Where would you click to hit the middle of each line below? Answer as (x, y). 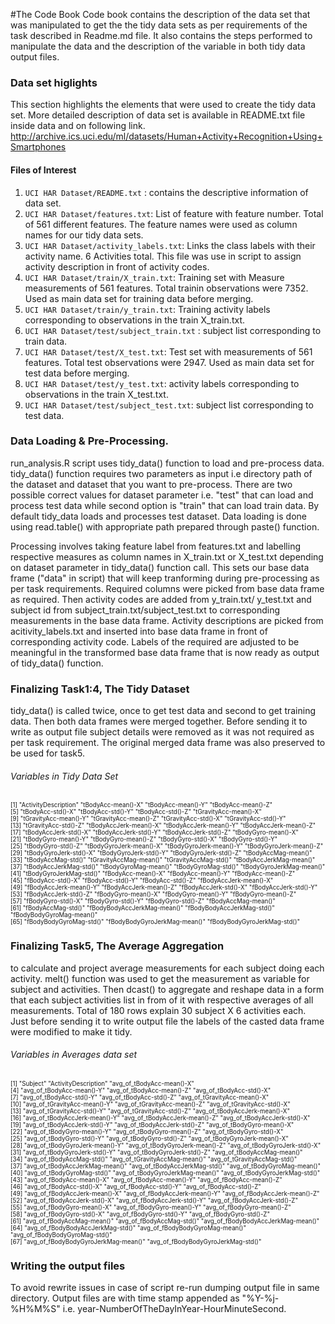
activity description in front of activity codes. (117, 266)
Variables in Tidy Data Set (64, 776)
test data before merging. (77, 373)
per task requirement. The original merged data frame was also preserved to (168, 743)
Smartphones (38, 147)
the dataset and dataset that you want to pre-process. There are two (151, 484)
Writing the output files (68, 1266)
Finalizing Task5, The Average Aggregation (117, 946)
